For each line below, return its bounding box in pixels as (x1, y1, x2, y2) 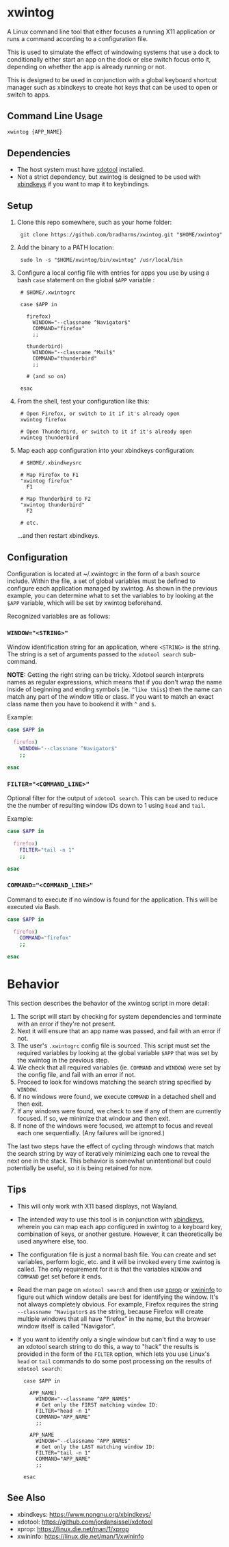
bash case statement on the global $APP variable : (16, 276, 155, 284)
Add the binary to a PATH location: (16, 243, 114, 251)
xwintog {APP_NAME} (7, 128, 63, 135)
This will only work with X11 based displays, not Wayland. (16, 1202, 178, 1210)
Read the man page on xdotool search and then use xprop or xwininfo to (16, 1285, 222, 1294)
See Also (7, 1492, 46, 1504)
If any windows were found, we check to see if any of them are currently (16, 1107, 221, 1115)
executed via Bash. (7, 902, 61, 911)
